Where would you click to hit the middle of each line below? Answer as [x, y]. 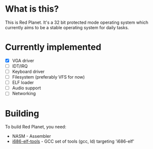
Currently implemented [53, 47]
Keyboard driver [28, 72]
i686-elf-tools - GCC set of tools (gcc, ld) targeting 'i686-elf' [73, 141]
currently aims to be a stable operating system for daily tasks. [67, 27]
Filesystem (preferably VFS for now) [48, 77]
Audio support [27, 88]
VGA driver [23, 60]
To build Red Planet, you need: [36, 127]
